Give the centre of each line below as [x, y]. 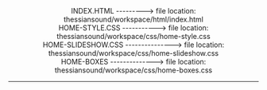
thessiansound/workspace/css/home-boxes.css [133, 70]
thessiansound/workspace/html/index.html [133, 19]
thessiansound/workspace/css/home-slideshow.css [133, 53]
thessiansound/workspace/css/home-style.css [133, 36]
